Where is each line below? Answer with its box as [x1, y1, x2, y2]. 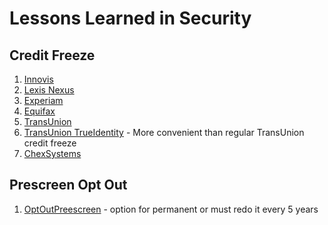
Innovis [23, 73, 54, 85]
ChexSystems [23, 148, 82, 159]
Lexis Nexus [23, 84, 75, 96]
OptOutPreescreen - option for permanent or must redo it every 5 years [23, 203, 319, 215]
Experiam [23, 95, 64, 106]
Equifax [23, 105, 56, 117]
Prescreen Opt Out [9, 177, 128, 194]
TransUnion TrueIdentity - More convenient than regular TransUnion [23, 127, 305, 138]
